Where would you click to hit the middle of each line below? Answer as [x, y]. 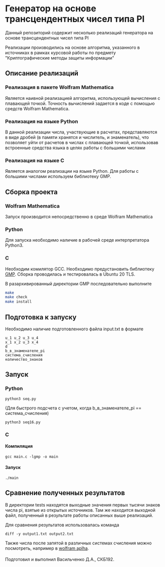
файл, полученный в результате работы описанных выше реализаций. [79, 515]
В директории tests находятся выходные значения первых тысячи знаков [82, 504]
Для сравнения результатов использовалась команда [62, 525]
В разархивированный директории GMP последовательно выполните [78, 283]
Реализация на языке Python [42, 121]
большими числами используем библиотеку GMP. [58, 176]
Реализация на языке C [35, 160]
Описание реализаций [42, 74]
